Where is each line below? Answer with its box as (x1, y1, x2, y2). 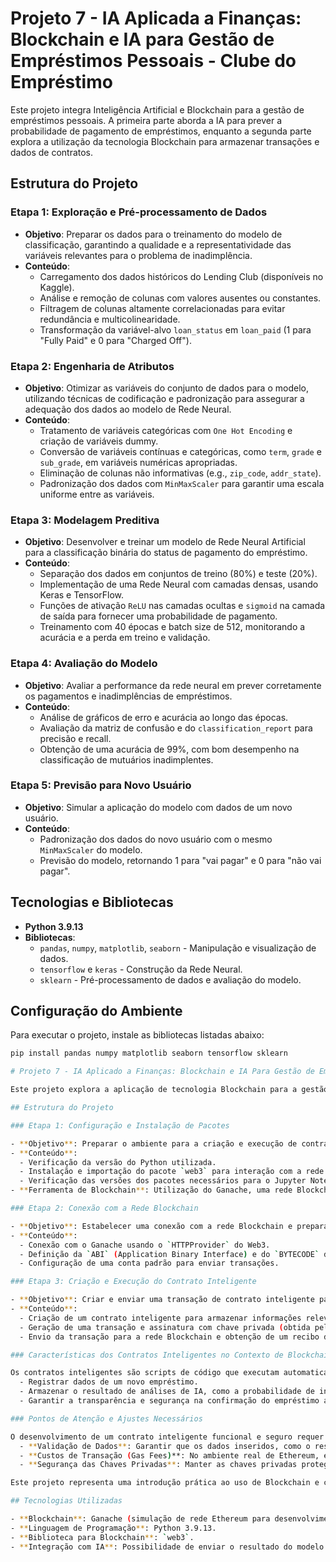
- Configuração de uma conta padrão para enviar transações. (19, 1258, 280, 1269)
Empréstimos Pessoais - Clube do (10, 50, 297, 72)
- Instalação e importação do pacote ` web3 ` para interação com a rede (19, 1167, 325, 1177)
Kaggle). (39, 281, 75, 293)
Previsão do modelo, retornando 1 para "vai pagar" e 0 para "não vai (39, 854, 322, 866)
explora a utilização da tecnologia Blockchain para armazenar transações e (10, 135, 320, 147)
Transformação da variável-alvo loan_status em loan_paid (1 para (39, 323, 312, 336)
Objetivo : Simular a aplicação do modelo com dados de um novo (24, 801, 293, 813)
